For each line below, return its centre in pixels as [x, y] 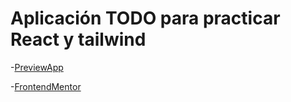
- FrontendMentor [46, 86]
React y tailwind [78, 39]
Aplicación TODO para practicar [145, 18]
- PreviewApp [37, 67]
